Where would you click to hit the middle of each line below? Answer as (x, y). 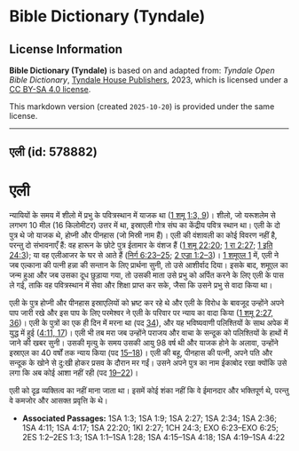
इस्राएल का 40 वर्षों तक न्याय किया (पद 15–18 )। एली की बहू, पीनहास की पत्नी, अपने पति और (141, 353)
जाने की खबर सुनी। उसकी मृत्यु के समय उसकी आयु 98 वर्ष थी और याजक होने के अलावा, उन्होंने (144, 343)
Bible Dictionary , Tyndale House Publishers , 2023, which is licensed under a (149, 80)
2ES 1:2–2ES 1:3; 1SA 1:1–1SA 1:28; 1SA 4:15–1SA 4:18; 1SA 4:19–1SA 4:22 (153, 438)
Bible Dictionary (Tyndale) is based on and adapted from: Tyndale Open (142, 70)
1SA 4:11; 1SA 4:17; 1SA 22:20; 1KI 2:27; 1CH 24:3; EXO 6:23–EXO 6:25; (150, 428)
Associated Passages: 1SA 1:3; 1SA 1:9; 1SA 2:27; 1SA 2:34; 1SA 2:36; (149, 418)
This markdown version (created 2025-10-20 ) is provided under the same (142, 107)
